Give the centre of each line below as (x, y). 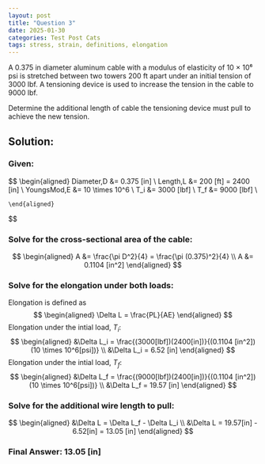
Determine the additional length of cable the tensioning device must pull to (130, 108)
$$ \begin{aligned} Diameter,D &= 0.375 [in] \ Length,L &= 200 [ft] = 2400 (129, 181)
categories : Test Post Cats (55, 38)
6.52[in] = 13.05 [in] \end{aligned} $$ (133, 432)
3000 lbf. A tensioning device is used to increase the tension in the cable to (131, 85)
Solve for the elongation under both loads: (91, 286)
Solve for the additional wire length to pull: (91, 405)
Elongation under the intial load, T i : (65, 328)
